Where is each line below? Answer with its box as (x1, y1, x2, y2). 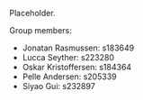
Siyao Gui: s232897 (22, 81, 96, 91)
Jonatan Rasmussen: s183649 (22, 42, 135, 53)
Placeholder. (9, 8, 56, 18)
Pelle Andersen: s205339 (22, 71, 117, 82)
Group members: (9, 25, 72, 35)
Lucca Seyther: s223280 (22, 52, 115, 62)
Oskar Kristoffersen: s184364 (22, 62, 132, 72)
